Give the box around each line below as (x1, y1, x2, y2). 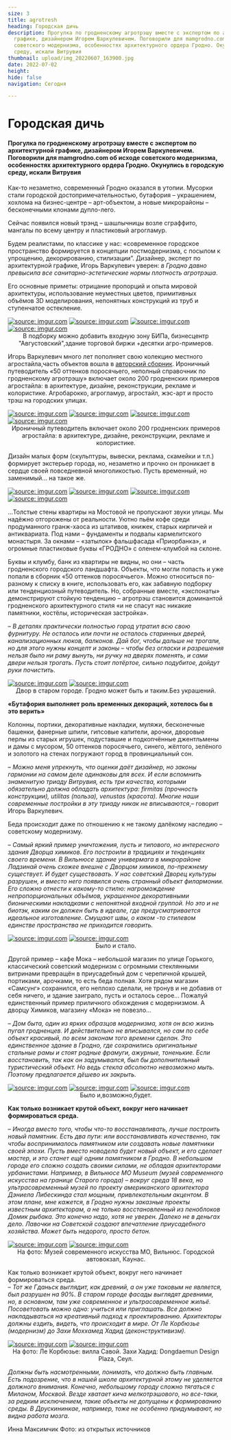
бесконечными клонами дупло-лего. (8, 205, 116, 214)
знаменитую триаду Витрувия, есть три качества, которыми (8, 777, 187, 785)
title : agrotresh (8, 16, 58, 23)
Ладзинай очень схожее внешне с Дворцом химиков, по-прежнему (8, 862, 208, 870)
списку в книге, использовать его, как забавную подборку (39, 579, 212, 587)
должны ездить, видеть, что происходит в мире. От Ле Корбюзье (8, 1319, 200, 1327)
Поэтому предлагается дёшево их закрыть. (8, 1070, 136, 1079)
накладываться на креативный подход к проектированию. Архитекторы (8, 1312, 222, 1320)
